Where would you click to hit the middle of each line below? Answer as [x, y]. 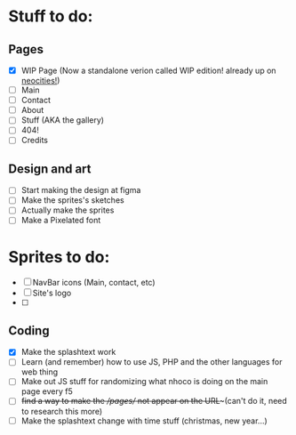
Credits [35, 141]
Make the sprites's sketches [73, 200]
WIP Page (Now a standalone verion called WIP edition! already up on [148, 70]
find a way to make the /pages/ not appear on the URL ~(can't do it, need [154, 401]
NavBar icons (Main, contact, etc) [94, 283]
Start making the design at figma [81, 190]
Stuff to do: [51, 16]
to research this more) [62, 411]
